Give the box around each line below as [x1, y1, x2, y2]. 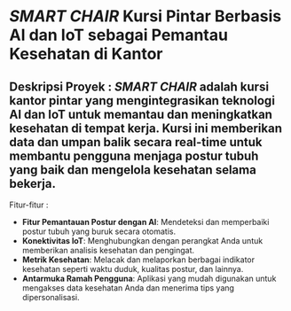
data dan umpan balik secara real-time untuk [9, 135, 263, 150]
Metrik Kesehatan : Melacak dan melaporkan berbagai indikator [21, 254, 256, 265]
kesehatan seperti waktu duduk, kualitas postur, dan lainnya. [21, 264, 244, 274]
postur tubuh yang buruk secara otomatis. [21, 226, 176, 237]
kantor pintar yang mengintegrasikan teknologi [9, 93, 275, 108]
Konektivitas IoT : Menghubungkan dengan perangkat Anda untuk [21, 236, 263, 245]
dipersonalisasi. [21, 292, 80, 302]
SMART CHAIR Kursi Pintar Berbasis [9, 6, 282, 27]
